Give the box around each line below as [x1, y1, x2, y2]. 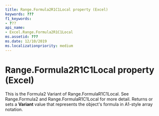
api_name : [5, 25, 25, 30]
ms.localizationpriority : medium [5, 43, 73, 48]
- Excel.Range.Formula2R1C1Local [5, 30, 73, 35]
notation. [5, 106, 23, 112]
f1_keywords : [5, 16, 32, 21]
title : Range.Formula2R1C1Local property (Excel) [5, 7, 109, 12]
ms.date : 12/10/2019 [5, 39, 47, 44]
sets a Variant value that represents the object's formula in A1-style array [5, 101, 153, 107]
